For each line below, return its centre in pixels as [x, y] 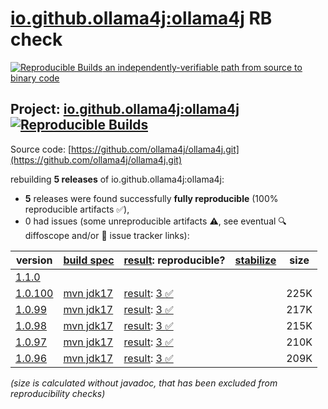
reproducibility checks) [58, 393]
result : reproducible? [174, 260]
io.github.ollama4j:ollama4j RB [141, 18]
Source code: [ [41, 149]
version [34, 260]
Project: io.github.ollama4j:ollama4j [125, 109]
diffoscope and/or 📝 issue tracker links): [107, 235]
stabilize [255, 260]
